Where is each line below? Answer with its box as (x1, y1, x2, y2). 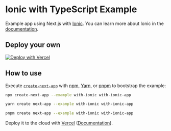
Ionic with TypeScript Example (5, 4, 137, 15)
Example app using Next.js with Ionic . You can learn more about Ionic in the (5, 20, 164, 27)
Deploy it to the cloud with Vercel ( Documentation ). (5, 120, 113, 126)
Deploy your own (5, 41, 60, 49)
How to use (5, 69, 42, 77)
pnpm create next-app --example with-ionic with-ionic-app (5, 111, 134, 116)
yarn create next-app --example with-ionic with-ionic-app (5, 101, 134, 107)
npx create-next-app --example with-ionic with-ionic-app (5, 92, 131, 97)
